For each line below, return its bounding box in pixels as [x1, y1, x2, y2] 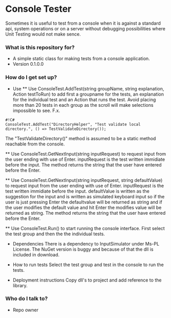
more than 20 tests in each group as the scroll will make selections [12, 102, 154, 108]
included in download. [12, 251, 60, 257]
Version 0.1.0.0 [12, 61, 44, 67]
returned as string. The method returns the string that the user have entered [5, 210, 166, 216]
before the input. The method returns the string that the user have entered [5, 161, 162, 167]
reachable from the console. [5, 141, 65, 147]
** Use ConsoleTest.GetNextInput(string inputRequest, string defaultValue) [5, 177, 163, 183]
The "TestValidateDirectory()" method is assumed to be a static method [5, 135, 156, 141]
